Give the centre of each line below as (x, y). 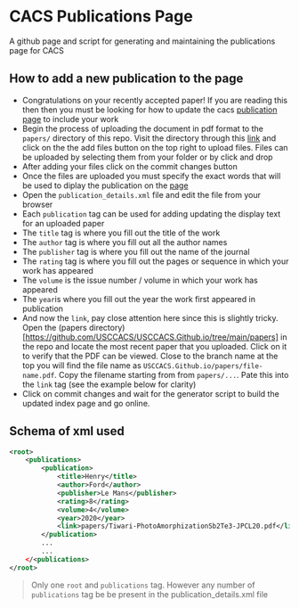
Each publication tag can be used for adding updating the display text (151, 214)
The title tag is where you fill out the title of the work (121, 233)
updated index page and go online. (86, 403)
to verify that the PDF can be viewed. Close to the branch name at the (150, 356)
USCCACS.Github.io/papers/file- (203, 366)
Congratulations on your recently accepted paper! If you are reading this (154, 100)
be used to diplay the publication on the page (105, 185)
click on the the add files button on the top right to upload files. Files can (155, 147)
